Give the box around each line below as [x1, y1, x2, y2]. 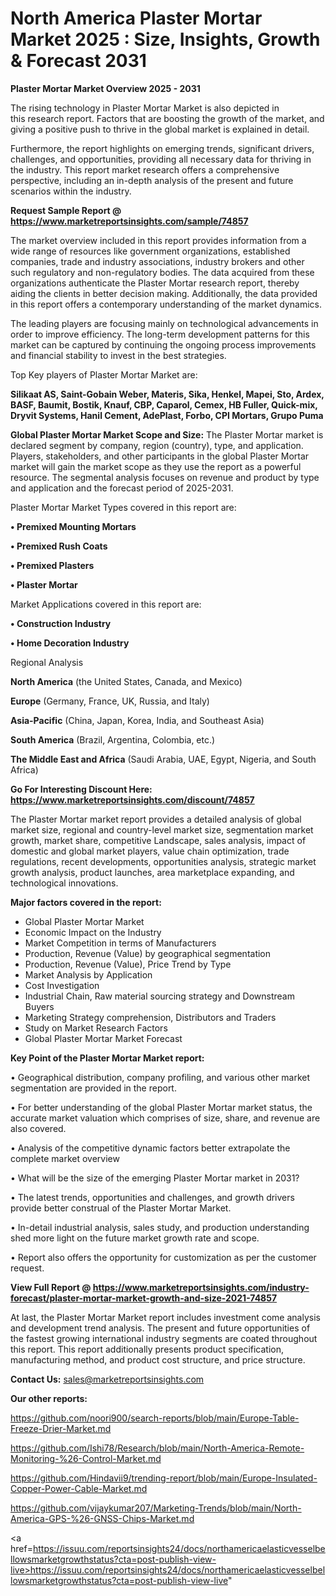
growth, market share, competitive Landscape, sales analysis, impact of [10, 834, 307, 846]
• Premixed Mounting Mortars [10, 520, 137, 532]
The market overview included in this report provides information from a [10, 234, 307, 246]
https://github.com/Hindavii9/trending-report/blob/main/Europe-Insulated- [10, 1472, 318, 1484]
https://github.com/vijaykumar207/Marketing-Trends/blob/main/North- [10, 1502, 302, 1514]
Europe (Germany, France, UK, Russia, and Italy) [10, 695, 210, 707]
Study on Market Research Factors [24, 1022, 168, 1034]
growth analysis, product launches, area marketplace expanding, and [10, 866, 295, 878]
